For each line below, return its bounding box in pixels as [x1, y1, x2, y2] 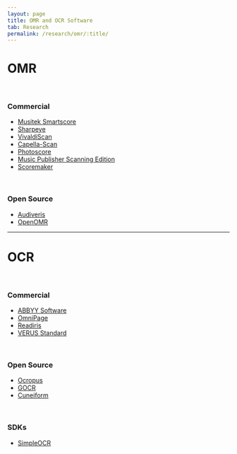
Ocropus [17, 376, 44, 385]
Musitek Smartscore [17, 117, 76, 126]
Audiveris [17, 210, 46, 219]
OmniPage [17, 314, 48, 322]
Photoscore [17, 148, 51, 156]
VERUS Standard [17, 329, 67, 337]
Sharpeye [17, 125, 46, 134]
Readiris [17, 321, 42, 330]
